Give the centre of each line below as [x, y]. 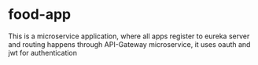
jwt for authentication [42, 52]
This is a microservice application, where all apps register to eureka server [129, 36]
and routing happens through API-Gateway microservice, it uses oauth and [129, 44]
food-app [40, 14]
